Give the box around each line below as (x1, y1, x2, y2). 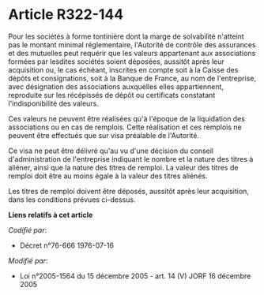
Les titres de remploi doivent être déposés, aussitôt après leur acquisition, (8, 186, 249, 196)
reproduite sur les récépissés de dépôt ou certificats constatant (8, 90, 216, 99)
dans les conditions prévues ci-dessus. (8, 195, 136, 204)
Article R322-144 (8, 6, 124, 24)
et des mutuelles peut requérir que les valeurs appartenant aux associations (8, 48, 256, 58)
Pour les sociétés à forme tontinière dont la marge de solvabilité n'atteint (8, 32, 245, 41)
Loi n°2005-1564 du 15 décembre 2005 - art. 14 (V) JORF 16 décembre (19, 271, 251, 281)
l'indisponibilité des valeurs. (8, 99, 99, 108)
